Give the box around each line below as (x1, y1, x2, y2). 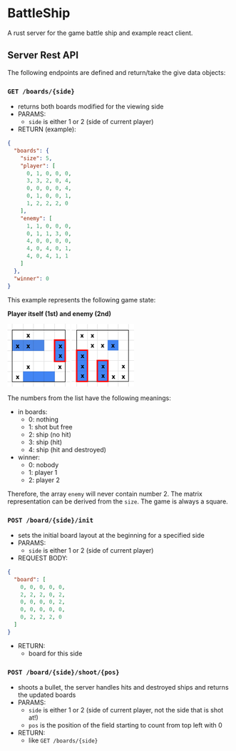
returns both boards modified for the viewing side (17, 102, 164, 111)
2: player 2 (28, 476, 61, 484)
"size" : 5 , (20, 155, 53, 162)
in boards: (17, 407, 48, 416)
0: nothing (28, 415, 59, 424)
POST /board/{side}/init (7, 516, 94, 524)
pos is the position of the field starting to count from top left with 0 (28, 721, 222, 730)
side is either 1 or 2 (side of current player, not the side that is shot (28, 706, 224, 715)
